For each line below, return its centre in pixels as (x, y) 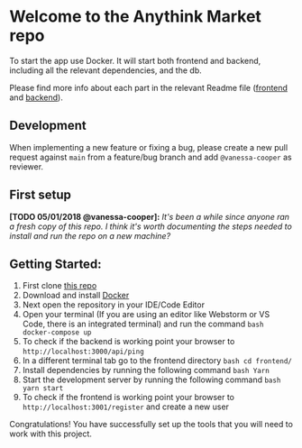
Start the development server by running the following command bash (151, 379)
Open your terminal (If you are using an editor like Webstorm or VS (146, 315)
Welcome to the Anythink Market (135, 17)
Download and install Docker (76, 296)
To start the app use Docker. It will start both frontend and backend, (135, 60)
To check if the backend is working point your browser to (128, 342)
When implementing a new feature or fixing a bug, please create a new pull (149, 147)
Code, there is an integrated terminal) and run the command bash (143, 324)
